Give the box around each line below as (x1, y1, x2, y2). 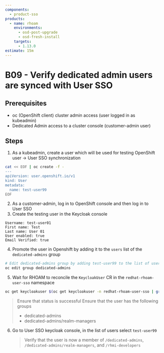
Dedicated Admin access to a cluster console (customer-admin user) (12, 123, 151, 128)
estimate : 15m (5, 48, 34, 53)
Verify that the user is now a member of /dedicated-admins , (24, 337, 144, 343)
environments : (14, 25, 42, 30)
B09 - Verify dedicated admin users (5, 69, 153, 80)
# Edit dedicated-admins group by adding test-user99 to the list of (5, 261, 150, 266)
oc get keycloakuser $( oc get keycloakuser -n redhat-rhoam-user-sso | (5, 289, 154, 294)
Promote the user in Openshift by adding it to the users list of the (12, 246, 143, 252)
